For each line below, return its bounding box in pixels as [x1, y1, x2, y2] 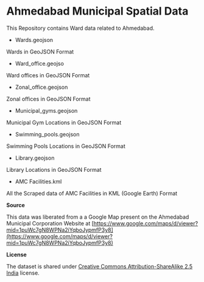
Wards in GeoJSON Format [6, 48, 74, 55]
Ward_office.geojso [15, 60, 64, 67]
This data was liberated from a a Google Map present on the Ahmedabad [6, 213, 189, 220]
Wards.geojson [15, 36, 54, 43]
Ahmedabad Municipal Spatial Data [6, 4, 189, 18]
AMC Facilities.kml [15, 178, 62, 185]
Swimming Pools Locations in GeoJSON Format [6, 142, 126, 150]
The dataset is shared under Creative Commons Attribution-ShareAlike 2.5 [6, 263, 193, 270]
